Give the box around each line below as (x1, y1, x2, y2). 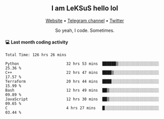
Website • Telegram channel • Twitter (45, 17, 124, 23)
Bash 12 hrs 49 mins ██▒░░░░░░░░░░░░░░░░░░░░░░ (5, 88, 159, 93)
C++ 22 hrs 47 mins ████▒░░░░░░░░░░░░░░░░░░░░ (5, 70, 159, 75)
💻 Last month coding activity (5, 39, 68, 45)
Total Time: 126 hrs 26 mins (5, 53, 67, 58)
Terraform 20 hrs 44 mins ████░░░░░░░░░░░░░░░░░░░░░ (5, 79, 159, 84)
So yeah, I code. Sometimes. (55, 27, 115, 33)
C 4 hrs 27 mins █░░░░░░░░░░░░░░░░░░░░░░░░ (5, 106, 159, 111)
